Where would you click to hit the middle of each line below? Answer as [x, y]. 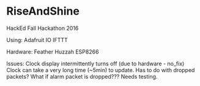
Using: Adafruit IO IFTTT [37, 40]
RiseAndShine [43, 11]
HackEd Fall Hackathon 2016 [43, 28]
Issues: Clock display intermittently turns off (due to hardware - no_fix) [95, 63]
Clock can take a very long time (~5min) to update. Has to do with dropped [101, 70]
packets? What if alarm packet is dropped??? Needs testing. [82, 76]
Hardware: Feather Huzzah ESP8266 [53, 52]
